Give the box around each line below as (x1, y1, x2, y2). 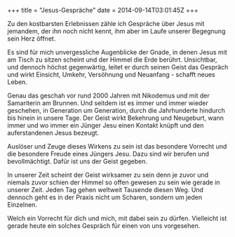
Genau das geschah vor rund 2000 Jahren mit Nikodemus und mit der (7, 91, 210, 100)
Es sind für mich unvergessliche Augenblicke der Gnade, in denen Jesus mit (7, 48, 228, 56)
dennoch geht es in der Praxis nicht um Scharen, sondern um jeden (7, 193, 202, 201)
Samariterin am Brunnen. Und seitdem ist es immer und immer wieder (7, 99, 209, 107)
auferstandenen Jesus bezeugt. (7, 129, 100, 137)
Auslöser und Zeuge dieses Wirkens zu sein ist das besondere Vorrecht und (7, 142, 227, 150)
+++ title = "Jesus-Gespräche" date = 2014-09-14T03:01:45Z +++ (7, 6, 199, 14)
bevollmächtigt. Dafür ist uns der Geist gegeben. (7, 157, 147, 165)
